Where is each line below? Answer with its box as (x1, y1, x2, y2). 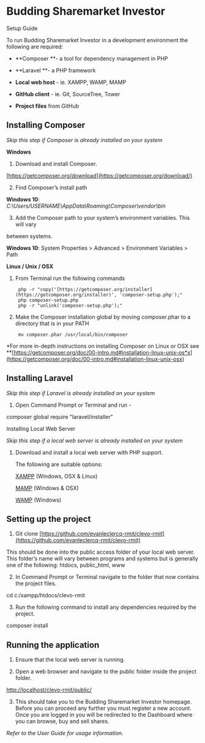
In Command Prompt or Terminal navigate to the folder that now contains (15, 573, 199, 581)
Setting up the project (6, 513, 91, 524)
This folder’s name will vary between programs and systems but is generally (6, 555, 198, 562)
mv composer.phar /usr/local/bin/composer (18, 331, 129, 338)
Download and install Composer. (15, 160, 97, 167)
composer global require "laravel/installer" (6, 413, 113, 420)
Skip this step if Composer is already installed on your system (6, 136, 163, 143)
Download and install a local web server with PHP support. (15, 448, 163, 456)
